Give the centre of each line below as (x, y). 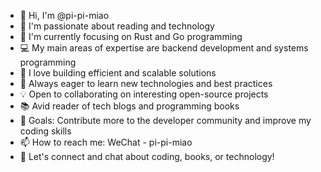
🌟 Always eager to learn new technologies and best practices (146, 83)
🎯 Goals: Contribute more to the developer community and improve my (165, 120)
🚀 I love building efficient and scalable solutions (118, 73)
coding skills (45, 131)
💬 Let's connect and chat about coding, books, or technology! (147, 156)
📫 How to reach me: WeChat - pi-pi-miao (106, 142)
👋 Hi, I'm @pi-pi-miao (64, 15)
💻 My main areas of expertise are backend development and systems (164, 48)
